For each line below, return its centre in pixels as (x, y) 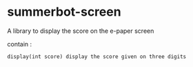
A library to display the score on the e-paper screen (81, 31)
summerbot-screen (64, 12)
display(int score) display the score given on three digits (97, 56)
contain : (20, 44)
